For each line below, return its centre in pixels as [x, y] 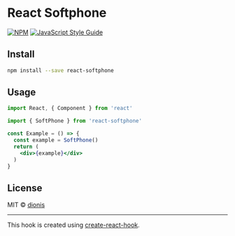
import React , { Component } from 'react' [70, 109]
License [25, 188]
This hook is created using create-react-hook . [73, 225]
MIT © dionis [26, 205]
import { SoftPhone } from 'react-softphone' [74, 121]
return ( [26, 146]
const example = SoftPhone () [56, 140]
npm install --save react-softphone [60, 70]
